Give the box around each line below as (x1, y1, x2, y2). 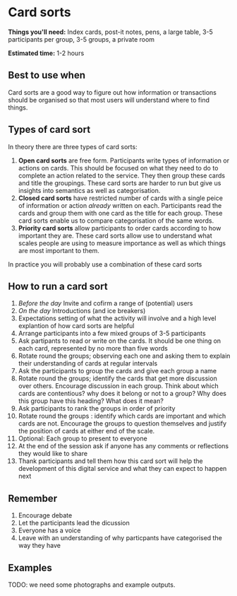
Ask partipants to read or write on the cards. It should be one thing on (18, 337, 221, 345)
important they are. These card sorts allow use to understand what (18, 231, 212, 240)
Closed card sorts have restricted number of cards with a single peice (18, 194, 223, 202)
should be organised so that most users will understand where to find (8, 95, 210, 104)
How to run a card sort (8, 280, 108, 292)
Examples (8, 561, 52, 573)
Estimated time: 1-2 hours (8, 49, 85, 57)
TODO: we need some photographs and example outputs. (8, 580, 176, 589)
